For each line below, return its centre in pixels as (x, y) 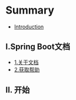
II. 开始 (18, 90)
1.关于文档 (26, 62)
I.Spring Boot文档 (38, 47)
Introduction (29, 27)
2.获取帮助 (27, 69)
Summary (30, 10)
